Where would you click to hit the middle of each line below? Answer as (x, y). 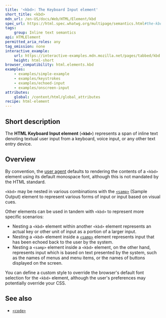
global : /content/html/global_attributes (57, 97)
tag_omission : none (25, 46)
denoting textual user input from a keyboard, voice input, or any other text (80, 138)
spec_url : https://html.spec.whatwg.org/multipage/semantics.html (75, 23)
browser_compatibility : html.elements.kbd (49, 65)
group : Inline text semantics (45, 33)
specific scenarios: (24, 217)
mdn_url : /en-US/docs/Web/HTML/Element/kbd (51, 19)
